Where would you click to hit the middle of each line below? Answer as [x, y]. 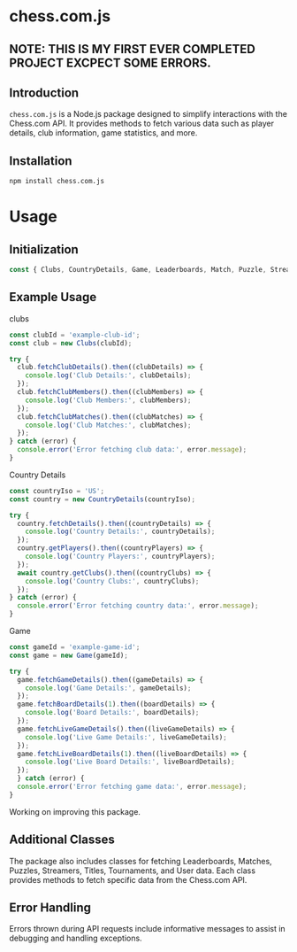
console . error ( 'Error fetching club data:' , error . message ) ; [132, 450]
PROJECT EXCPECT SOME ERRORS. [110, 62]
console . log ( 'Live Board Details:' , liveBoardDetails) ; [130, 762]
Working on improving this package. [75, 811]
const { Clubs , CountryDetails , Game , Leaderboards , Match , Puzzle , [138, 270]
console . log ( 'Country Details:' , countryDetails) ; [120, 532]
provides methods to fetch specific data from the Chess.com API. [128, 879]
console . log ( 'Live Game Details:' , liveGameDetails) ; [126, 737]
